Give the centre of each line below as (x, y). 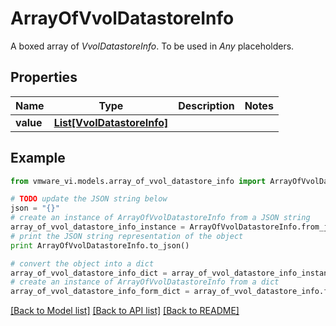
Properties (44, 77)
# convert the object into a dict (82, 263)
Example (38, 158)
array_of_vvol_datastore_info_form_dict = (100, 292)
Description (206, 105)
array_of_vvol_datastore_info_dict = (89, 273)
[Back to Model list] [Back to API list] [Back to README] (125, 311)
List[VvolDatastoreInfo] (111, 122)
